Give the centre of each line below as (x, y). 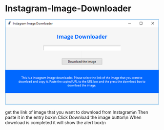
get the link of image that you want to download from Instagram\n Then (77, 112)
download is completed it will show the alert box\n (56, 122)
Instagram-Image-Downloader (68, 9)
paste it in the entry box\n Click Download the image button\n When (73, 117)
